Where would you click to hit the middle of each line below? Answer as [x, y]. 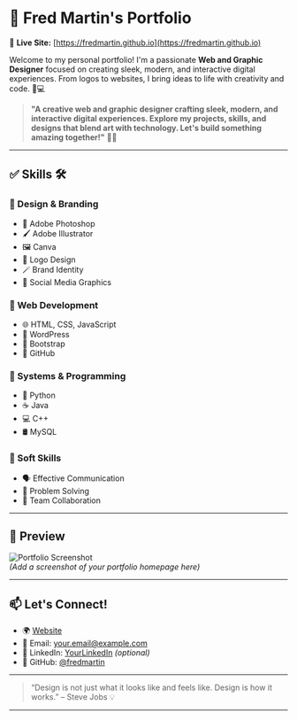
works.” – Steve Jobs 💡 [73, 697]
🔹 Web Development [54, 305]
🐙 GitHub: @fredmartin [63, 662]
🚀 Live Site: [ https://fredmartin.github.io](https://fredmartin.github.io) [135, 43]
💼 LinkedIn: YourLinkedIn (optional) [86, 653]
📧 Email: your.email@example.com [84, 643]
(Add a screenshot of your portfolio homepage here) [105, 567]
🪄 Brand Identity [53, 269]
